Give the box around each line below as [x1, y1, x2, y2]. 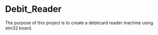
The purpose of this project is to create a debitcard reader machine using [5, 20, 154, 26]
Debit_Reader [5, 3, 62, 15]
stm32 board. [5, 25, 32, 31]
